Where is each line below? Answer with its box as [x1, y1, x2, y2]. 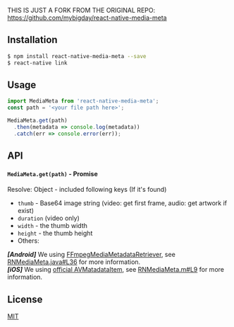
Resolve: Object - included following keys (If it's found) [7, 185, 167, 194]
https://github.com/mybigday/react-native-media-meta [7, 13, 167, 22]
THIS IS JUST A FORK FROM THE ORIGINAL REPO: [7, 6, 156, 14]
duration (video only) [17, 214, 80, 222]
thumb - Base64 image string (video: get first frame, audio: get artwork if [17, 199, 228, 207]
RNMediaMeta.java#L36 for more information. [7, 258, 141, 266]
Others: [17, 236, 40, 245]
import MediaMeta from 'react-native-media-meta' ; [7, 98, 159, 105]
